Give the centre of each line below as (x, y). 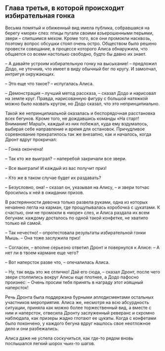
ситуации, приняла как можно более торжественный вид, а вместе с (78, 308)
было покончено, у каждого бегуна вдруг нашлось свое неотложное (78, 323)
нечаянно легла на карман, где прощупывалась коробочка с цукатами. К (83, 207)
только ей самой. (23, 223)
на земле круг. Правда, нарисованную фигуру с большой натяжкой (77, 98)
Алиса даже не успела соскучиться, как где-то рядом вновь (69, 338)
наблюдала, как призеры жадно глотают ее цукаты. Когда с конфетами (81, 318)
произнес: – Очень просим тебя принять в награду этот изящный (74, 282)
